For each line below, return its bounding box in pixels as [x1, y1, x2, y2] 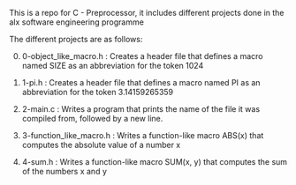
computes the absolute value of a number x [21, 140, 181, 150]
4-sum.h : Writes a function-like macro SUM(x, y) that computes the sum [21, 157, 288, 166]
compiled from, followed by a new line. [21, 114, 163, 123]
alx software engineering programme [9, 17, 144, 27]
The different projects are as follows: [9, 34, 143, 44]
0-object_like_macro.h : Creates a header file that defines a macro [21, 51, 263, 61]
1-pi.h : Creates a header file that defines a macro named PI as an [21, 78, 261, 87]
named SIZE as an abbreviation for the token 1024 [21, 61, 204, 70]
